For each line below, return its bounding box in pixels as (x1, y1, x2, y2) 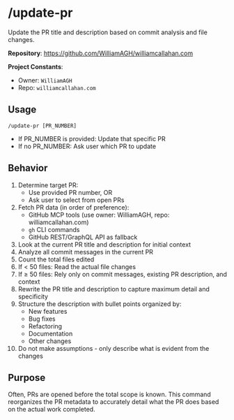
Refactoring (28, 321, 62, 330)
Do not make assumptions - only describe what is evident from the (17, 344, 210, 352)
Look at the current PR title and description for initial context (17, 240, 191, 249)
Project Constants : (8, 62, 63, 71)
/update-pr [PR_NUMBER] (8, 122, 77, 129)
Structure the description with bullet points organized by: (17, 299, 182, 308)
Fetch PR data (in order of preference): (17, 203, 130, 211)
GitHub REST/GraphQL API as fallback (28, 233, 138, 241)
